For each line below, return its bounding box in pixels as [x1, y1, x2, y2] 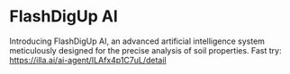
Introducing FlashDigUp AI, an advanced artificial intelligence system [9, 36, 266, 46]
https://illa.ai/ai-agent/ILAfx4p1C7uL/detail [9, 54, 167, 65]
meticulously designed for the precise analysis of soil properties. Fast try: [9, 45, 282, 55]
